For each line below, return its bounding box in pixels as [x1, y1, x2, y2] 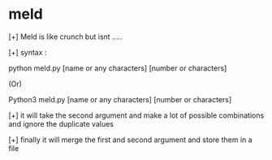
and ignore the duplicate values [8, 119, 114, 128]
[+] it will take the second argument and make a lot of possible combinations [8, 110, 265, 120]
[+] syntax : [8, 47, 47, 57]
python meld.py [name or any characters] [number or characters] [8, 63, 227, 73]
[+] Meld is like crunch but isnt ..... [8, 32, 123, 41]
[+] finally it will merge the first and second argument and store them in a [8, 135, 253, 145]
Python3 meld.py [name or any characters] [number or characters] [8, 94, 232, 104]
